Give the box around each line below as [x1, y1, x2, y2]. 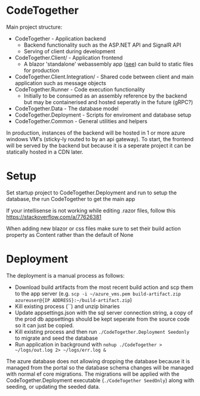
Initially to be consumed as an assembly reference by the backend [23, 92, 187, 99]
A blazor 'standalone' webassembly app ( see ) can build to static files [23, 60, 194, 68]
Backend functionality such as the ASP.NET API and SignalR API [23, 41, 181, 48]
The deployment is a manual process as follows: [6, 272, 125, 279]
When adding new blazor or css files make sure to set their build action [6, 225, 181, 232]
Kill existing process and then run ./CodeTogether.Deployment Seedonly [14, 328, 190, 335]
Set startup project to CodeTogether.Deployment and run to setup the [6, 189, 177, 196]
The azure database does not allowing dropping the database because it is [6, 357, 190, 365]
